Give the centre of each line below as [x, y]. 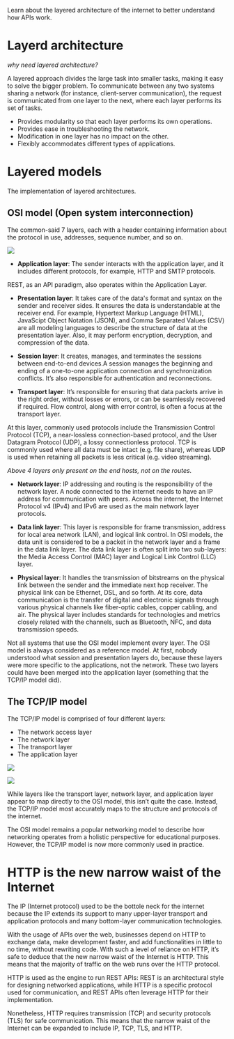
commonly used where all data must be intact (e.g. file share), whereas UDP [116, 449]
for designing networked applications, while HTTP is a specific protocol [110, 985]
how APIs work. [30, 17]
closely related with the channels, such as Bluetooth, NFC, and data [114, 622]
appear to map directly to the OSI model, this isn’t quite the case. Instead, [112, 801]
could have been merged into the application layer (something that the [108, 672]
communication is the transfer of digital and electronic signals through [118, 600]
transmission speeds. [48, 629]
